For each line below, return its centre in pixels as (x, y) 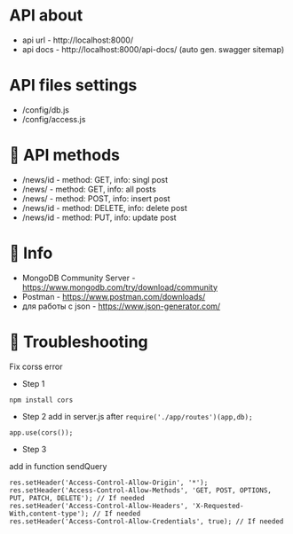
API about (46, 16)
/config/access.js (54, 119)
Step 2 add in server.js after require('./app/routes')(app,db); (137, 416)
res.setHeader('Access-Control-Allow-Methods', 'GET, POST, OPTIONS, (141, 490)
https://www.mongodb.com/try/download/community (120, 287)
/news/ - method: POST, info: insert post (96, 198)
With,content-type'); (49, 514)
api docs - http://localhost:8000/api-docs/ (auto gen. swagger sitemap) (153, 49)
